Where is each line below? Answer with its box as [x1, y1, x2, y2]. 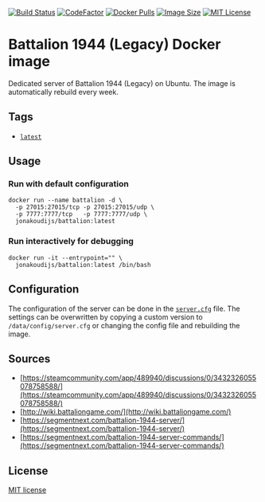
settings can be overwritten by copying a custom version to [8, 312, 203, 322]
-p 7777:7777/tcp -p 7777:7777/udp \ [15, 210, 148, 218]
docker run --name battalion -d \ [8, 196, 123, 205]
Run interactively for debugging [8, 236, 134, 247]
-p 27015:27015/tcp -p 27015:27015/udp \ [15, 203, 155, 211]
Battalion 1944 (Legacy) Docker [8, 36, 221, 53]
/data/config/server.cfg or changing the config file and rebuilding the [8, 320, 240, 330]
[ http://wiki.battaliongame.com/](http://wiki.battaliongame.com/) [19, 407, 232, 417]
